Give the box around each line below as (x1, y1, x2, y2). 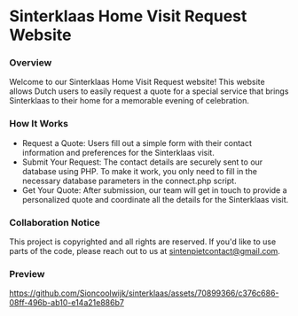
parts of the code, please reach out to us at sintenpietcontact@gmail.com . (9, 246, 281, 257)
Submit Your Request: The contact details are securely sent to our (21, 157, 263, 167)
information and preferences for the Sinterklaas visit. (21, 147, 215, 158)
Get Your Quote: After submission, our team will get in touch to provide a (21, 184, 287, 196)
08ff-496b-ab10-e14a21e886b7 (9, 297, 124, 308)
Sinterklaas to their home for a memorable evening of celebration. (9, 96, 250, 106)
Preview (9, 268, 45, 280)
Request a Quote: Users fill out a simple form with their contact (21, 137, 253, 148)
